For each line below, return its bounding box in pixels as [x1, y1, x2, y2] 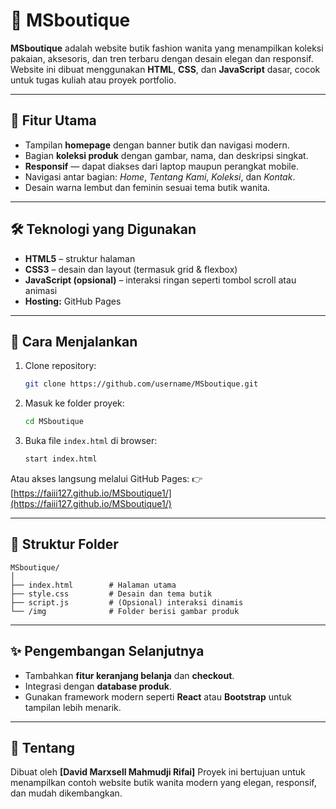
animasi [24, 284, 58, 296]
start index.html [24, 454, 98, 464]
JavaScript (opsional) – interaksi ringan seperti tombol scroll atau [24, 274, 297, 286]
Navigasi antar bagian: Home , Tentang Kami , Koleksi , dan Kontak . [24, 170, 296, 183]
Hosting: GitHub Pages [24, 295, 122, 307]
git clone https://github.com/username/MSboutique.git [24, 379, 259, 389]
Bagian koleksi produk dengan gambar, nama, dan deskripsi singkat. [24, 149, 309, 161]
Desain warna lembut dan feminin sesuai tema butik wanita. [24, 181, 271, 193]
